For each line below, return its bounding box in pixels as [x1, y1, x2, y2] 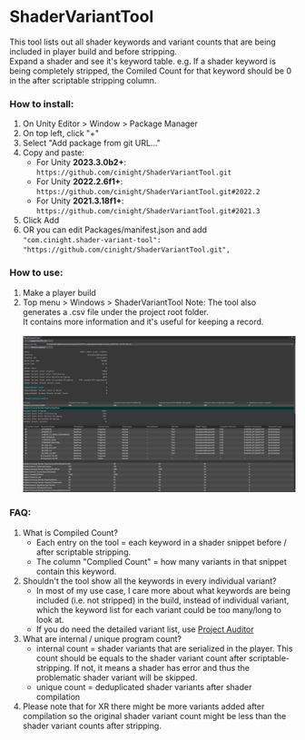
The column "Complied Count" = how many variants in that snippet [35, 556, 288, 567]
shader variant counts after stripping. [22, 720, 162, 731]
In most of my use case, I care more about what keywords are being [35, 585, 290, 596]
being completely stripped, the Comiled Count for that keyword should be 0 [9, 65, 292, 76]
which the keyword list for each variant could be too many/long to [35, 604, 281, 615]
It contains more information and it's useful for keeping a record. [22, 316, 264, 327]
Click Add [22, 215, 60, 226]
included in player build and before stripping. [9, 45, 177, 56]
